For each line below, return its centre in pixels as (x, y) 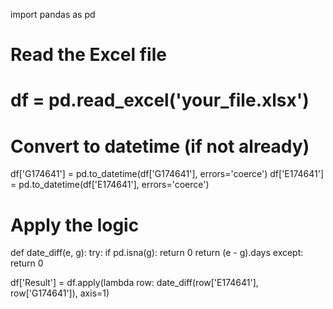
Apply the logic (75, 225)
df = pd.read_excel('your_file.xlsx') (160, 100)
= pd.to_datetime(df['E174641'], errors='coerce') (110, 185)
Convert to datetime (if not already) (160, 146)
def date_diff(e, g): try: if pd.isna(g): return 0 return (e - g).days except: (157, 253)
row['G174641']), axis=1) (60, 293)
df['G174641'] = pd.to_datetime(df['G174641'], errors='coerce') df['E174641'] (167, 174)
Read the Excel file (88, 55)
